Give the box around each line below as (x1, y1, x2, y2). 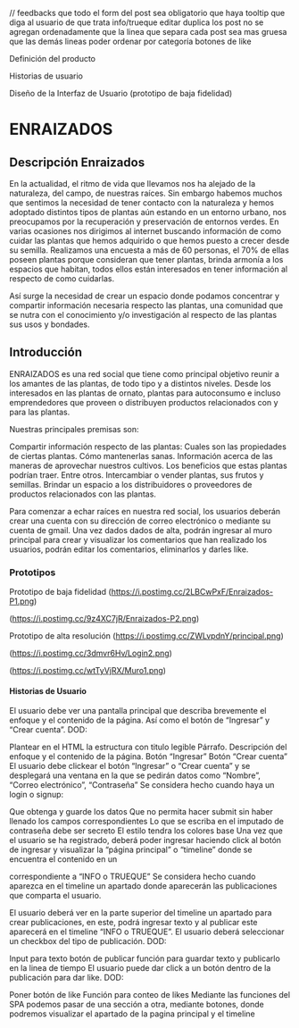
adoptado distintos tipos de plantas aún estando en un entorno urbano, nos (9, 207, 287, 217)
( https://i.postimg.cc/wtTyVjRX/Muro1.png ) (9, 665, 167, 676)
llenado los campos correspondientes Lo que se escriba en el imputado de (9, 816, 284, 827)
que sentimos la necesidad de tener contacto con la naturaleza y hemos (9, 197, 275, 208)
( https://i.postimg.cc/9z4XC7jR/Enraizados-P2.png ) (9, 614, 200, 624)
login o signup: (9, 790, 64, 800)
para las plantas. (9, 406, 71, 417)
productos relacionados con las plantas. (9, 489, 156, 499)
